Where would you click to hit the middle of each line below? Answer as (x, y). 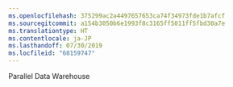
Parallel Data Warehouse (49, 76)
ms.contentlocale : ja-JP (50, 38)
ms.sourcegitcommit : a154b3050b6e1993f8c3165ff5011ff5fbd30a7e (117, 23)
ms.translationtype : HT (48, 31)
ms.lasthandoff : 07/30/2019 (56, 46)
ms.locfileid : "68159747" (52, 53)
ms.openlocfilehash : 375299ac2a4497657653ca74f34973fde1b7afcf (117, 16)
